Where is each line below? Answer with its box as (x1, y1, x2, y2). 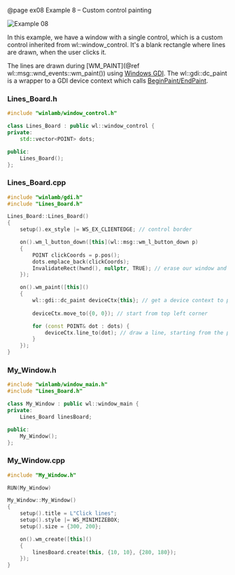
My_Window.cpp (7, 456, 65, 466)
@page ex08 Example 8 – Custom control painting (7, 6, 152, 14)
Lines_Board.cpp (7, 178, 66, 188)
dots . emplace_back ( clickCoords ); (32, 258, 130, 265)
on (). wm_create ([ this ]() (20, 536, 92, 543)
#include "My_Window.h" (7, 471, 77, 479)
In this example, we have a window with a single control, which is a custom (7, 33, 223, 41)
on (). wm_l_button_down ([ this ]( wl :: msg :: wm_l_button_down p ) (20, 238, 199, 246)
